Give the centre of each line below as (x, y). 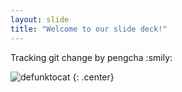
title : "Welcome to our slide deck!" (89, 29)
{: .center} (93, 77)
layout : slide (40, 19)
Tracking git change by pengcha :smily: (91, 57)
